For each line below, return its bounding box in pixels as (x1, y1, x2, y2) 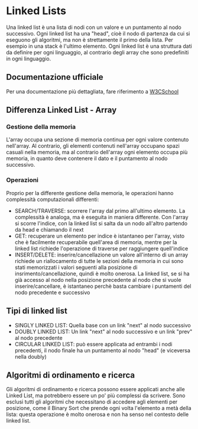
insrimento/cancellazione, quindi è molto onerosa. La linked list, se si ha (14, 270, 190, 277)
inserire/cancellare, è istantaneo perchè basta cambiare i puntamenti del (14, 282, 191, 290)
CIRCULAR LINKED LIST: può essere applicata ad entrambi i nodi (14, 340, 173, 347)
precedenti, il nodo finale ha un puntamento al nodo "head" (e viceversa (14, 347, 191, 354)
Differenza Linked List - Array (6, 105, 117, 115)
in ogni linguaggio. (6, 55, 51, 62)
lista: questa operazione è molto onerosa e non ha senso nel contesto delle (6, 411, 189, 418)
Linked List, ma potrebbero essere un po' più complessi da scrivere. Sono (6, 392, 186, 399)
